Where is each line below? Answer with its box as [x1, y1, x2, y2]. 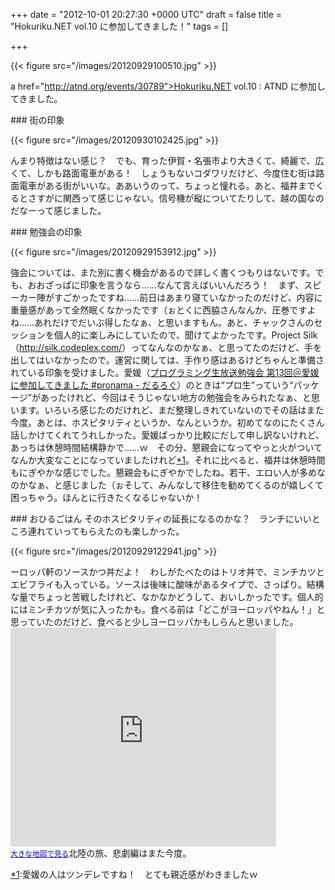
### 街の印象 [10, 114, 65, 126]
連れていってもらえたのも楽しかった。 [27, 525, 185, 537]
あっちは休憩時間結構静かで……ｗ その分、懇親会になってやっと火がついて [10, 442, 323, 453]
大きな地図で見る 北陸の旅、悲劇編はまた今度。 [10, 847, 192, 859]
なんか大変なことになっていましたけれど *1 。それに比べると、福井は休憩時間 [10, 454, 326, 466]
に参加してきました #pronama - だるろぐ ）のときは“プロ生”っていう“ [10, 379, 294, 391]
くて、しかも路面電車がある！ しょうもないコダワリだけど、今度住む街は [10, 167, 317, 179]
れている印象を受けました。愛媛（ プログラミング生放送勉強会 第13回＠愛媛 [10, 367, 320, 378]
